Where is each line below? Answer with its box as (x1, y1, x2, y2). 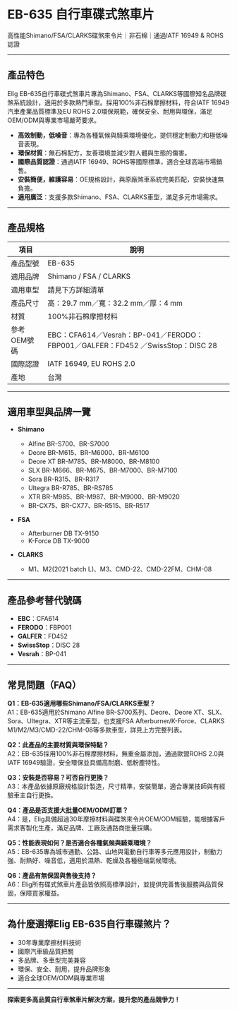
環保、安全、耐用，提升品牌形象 (17, 965, 111, 973)
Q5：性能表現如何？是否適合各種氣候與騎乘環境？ (7, 838, 152, 847)
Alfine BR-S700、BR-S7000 (28, 439, 109, 448)
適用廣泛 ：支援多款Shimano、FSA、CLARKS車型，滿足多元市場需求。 (17, 192, 222, 201)
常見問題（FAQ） (7, 679, 82, 691)
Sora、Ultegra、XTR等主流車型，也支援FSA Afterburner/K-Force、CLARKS (7, 717, 225, 725)
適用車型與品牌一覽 (7, 405, 91, 417)
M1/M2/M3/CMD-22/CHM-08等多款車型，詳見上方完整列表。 (7, 725, 186, 734)
